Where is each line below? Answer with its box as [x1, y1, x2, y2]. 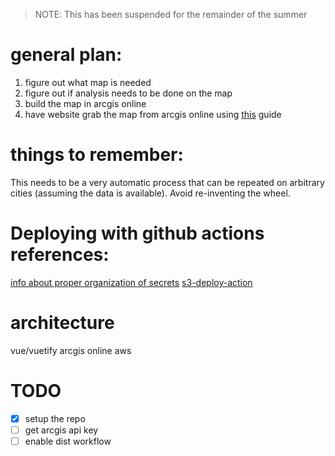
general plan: [10, 44, 123, 66]
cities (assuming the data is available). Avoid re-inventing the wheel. [10, 187, 291, 199]
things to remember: [10, 144, 184, 166]
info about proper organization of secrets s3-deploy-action [10, 276, 253, 288]
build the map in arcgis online [24, 97, 147, 109]
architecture [10, 312, 115, 334]
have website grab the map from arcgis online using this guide [24, 108, 282, 120]
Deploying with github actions [10, 222, 265, 245]
